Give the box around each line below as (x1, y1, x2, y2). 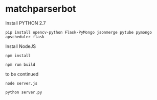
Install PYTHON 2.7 (5, 20, 46, 26)
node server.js (5, 81, 38, 86)
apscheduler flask (5, 34, 44, 39)
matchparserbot (5, 3, 76, 15)
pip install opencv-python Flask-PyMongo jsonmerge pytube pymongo (5, 30, 152, 35)
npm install (5, 53, 31, 58)
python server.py (5, 90, 42, 95)
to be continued (5, 71, 39, 77)
